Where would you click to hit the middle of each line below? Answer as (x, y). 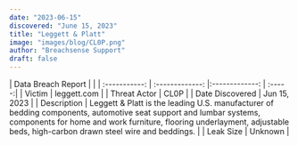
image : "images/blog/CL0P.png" (67, 42)
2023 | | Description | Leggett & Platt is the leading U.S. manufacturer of (141, 103)
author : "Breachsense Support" (67, 51)
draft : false (33, 59)
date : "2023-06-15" (46, 17)
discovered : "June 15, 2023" (63, 26)
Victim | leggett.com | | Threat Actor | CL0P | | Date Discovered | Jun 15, (157, 93)
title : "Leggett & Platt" (57, 34)
